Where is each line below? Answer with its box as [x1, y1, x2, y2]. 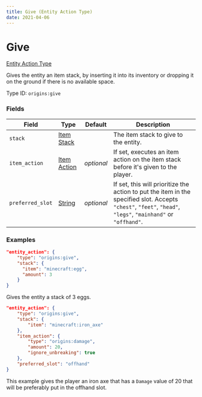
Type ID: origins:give [6, 89, 61, 97]
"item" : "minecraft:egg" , [22, 265, 87, 272]
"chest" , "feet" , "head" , [113, 202, 180, 211]
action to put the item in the [113, 187, 191, 196]
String [58, 199, 76, 207]
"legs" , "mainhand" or [113, 210, 174, 218]
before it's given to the [113, 163, 177, 171]
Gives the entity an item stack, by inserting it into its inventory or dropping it [6, 71, 194, 79]
